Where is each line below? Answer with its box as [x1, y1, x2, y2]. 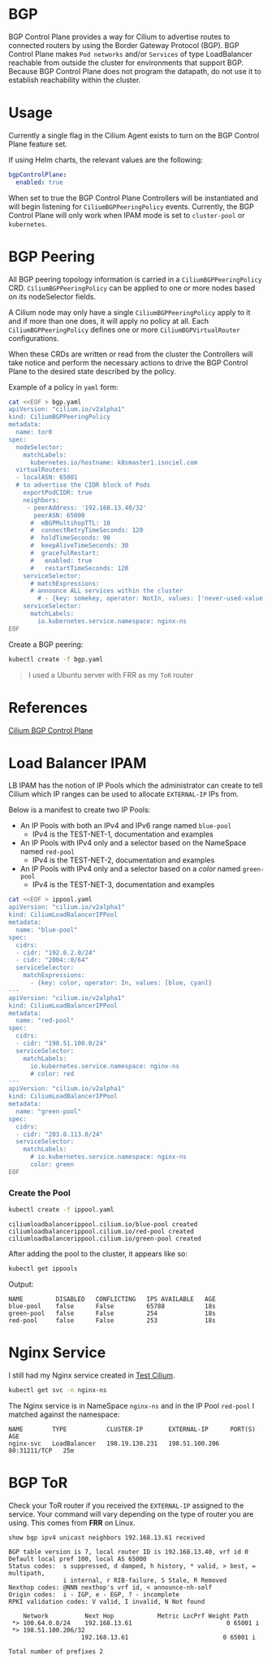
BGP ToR [8, 1474, 68, 1491]
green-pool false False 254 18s [8, 1309, 217, 1317]
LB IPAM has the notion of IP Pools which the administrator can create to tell [8, 780, 263, 790]
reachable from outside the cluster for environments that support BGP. [8, 58, 244, 68]
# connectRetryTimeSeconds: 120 [29, 526, 144, 535]
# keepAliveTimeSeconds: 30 [29, 542, 129, 550]
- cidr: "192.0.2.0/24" [15, 949, 96, 957]
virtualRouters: [15, 465, 71, 474]
